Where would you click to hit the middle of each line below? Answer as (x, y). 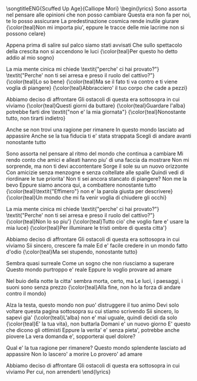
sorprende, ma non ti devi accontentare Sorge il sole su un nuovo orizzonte (97, 166)
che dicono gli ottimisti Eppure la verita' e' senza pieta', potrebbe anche (93, 330)
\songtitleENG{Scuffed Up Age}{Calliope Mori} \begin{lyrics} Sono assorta (96, 9)
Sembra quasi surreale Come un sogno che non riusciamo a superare (90, 263)
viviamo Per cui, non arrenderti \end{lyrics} (59, 372)
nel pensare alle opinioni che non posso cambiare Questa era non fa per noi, (98, 15)
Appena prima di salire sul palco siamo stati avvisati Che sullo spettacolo (94, 45)
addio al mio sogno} (30, 58)
